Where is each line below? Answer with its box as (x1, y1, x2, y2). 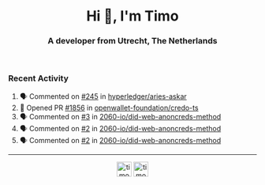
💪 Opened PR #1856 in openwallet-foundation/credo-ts (19, 103, 199, 112)
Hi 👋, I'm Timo (86, 7, 179, 25)
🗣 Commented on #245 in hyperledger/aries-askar (19, 91, 187, 101)
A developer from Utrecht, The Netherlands (47, 36, 218, 47)
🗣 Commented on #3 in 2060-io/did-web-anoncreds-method (19, 111, 222, 121)
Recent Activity (8, 73, 69, 84)
